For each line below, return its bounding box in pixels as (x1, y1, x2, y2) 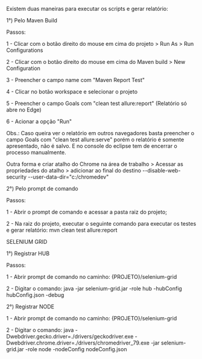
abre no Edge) (6, 106, 42, 113)
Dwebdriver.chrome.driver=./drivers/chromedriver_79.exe (6, 339, 150, 346)
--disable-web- (142, 167, 181, 174)
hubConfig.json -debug (6, 291, 65, 298)
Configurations (6, 46, 43, 54)
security (6, 173, 27, 180)
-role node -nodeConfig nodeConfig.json (25, 346, 127, 352)
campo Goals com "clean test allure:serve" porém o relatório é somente (6, 136, 185, 143)
